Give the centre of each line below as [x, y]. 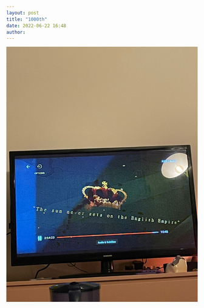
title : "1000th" [27, 19]
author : [16, 32]
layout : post [23, 13]
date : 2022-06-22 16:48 [36, 26]
